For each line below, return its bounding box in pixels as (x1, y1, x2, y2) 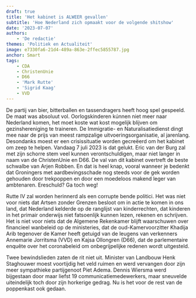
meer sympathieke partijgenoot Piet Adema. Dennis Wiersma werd (6, 266, 167, 273)
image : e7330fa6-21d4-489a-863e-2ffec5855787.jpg (6, 47, 130, 53)
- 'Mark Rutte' (16, 80, 54, 86)
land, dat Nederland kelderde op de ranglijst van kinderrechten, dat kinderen (6, 205, 191, 212)
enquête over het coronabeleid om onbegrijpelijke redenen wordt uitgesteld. (6, 242, 190, 249)
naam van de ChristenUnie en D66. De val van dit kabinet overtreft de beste (6, 156, 188, 163)
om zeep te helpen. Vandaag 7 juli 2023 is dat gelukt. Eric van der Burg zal (6, 144, 186, 151)
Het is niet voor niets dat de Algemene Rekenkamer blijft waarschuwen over (6, 218, 189, 225)
